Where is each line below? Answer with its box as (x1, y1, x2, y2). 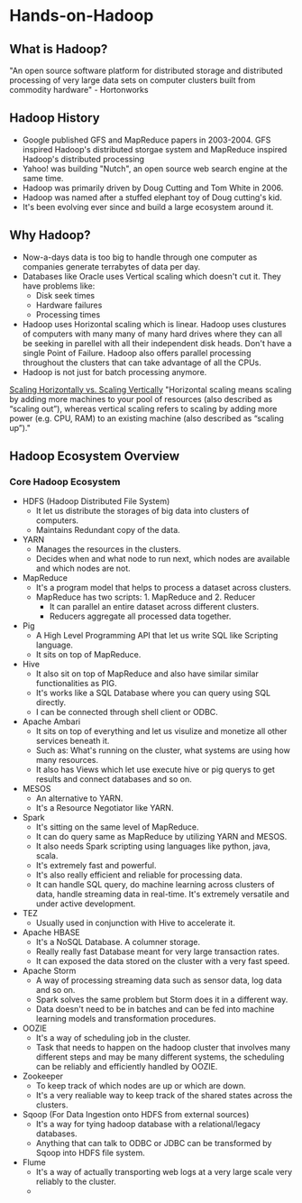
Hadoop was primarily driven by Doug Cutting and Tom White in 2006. (22, 182, 284, 193)
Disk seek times (35, 289, 96, 300)
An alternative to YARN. (35, 793, 124, 804)
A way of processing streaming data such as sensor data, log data (35, 975, 282, 986)
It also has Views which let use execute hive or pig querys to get (35, 764, 275, 776)
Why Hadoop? (9, 227, 91, 243)
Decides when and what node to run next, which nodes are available (35, 554, 290, 565)
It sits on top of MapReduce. (35, 649, 142, 660)
